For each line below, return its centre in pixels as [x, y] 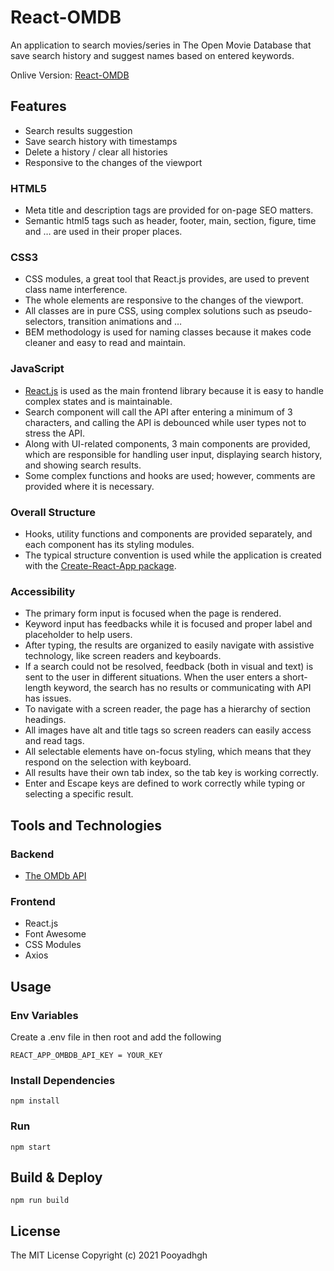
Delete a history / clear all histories [96, 152]
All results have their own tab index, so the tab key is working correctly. [172, 773]
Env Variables [44, 1015]
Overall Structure [53, 512]
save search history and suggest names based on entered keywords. [152, 55]
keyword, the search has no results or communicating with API [182, 688]
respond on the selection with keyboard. [108, 762]
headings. [45, 720]
